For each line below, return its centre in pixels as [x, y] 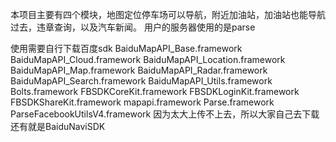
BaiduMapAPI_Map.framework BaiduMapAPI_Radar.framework [139, 70]
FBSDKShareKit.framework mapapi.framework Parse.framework [142, 102]
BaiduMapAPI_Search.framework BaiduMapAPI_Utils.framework [141, 81]
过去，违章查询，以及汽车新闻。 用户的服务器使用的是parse [133, 27]
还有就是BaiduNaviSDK [58, 126]
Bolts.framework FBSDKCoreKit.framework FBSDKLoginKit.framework [155, 91]
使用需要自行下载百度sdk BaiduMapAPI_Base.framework [126, 48]
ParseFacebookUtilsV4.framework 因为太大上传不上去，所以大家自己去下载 [165, 114]
